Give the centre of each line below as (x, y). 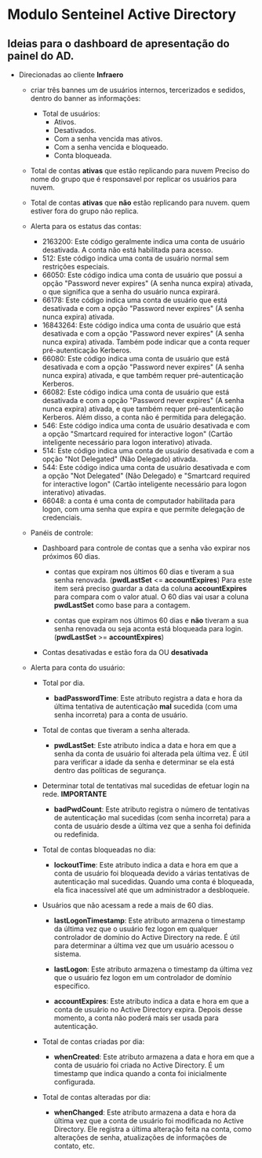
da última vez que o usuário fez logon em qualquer (136, 929)
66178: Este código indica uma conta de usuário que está (135, 300)
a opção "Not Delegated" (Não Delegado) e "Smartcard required (146, 475)
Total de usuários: (71, 113)
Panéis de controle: (62, 533)
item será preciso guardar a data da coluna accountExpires (151, 588)
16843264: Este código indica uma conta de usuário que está (141, 325)
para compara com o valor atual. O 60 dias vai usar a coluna (151, 597)
